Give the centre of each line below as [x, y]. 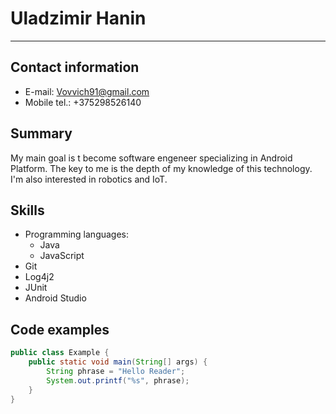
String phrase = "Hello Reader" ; [116, 371]
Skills [27, 210]
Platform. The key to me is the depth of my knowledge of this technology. [161, 168]
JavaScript [62, 256]
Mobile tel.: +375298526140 [83, 102]
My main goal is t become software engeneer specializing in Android [151, 158]
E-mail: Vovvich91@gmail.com [87, 91]
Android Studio [55, 298]
